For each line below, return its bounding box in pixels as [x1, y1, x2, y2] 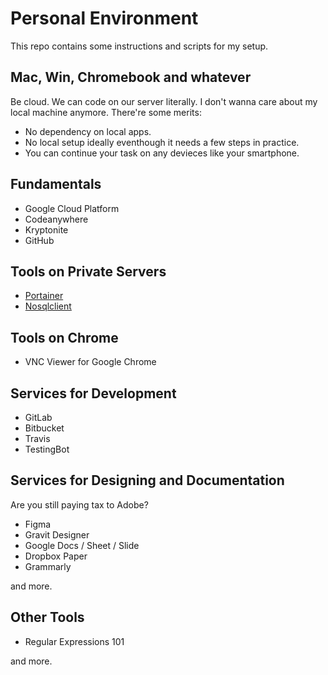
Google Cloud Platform [24, 202, 120, 214]
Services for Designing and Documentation [10, 472, 285, 489]
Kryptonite [24, 223, 69, 236]
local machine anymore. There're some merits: [10, 106, 202, 118]
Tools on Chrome [10, 329, 119, 346]
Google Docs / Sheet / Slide [24, 539, 140, 551]
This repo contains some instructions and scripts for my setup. [10, 40, 269, 52]
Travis [24, 433, 51, 444]
